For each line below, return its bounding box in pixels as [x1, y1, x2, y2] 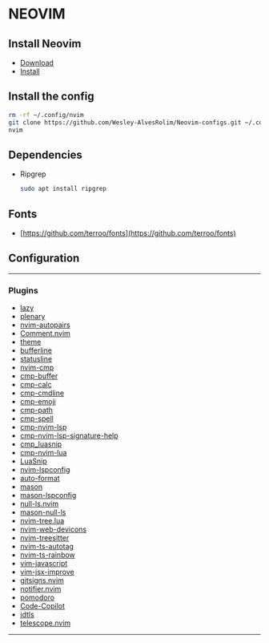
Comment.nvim [19, 329, 70, 338]
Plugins [8, 285, 38, 296]
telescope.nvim [19, 618, 71, 628]
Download [19, 58, 54, 67]
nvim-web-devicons [19, 524, 86, 534]
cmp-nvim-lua [19, 448, 67, 458]
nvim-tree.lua [19, 516, 65, 526]
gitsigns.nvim [19, 576, 64, 585]
